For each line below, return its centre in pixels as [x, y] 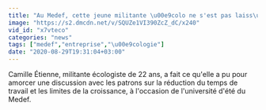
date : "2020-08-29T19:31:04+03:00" [67, 52]
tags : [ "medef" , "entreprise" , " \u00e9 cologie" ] [86, 45]
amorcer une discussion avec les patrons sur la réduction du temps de [123, 82]
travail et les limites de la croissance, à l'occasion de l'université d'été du [127, 91]
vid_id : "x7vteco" [38, 30]
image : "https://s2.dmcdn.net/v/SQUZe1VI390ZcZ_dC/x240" [104, 23]
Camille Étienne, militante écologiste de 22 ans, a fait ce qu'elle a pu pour [128, 74]
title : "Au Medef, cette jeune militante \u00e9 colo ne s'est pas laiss [131, 15]
